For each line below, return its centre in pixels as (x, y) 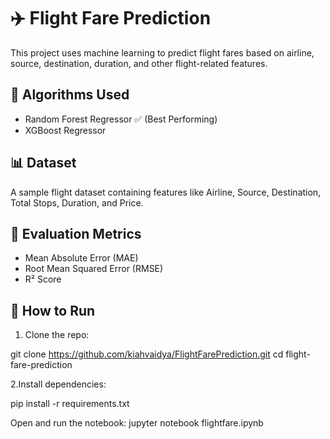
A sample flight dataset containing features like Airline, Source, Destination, (166, 192)
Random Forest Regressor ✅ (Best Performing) (121, 119)
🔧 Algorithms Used (70, 95)
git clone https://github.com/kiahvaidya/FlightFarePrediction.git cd (147, 354)
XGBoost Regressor (65, 130)
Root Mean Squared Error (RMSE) (94, 269)
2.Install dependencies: (58, 384)
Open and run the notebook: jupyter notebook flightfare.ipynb (137, 423)
